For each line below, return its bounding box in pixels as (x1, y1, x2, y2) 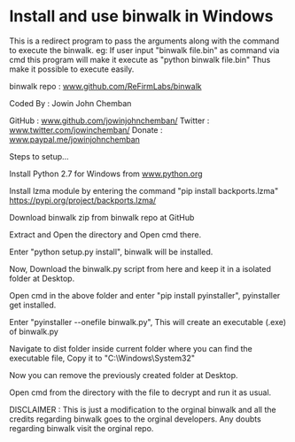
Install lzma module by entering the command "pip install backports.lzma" (9, 185, 279, 196)
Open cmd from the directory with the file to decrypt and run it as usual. (9, 387, 272, 398)
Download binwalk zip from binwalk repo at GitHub (9, 212, 195, 222)
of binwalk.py (9, 326, 59, 337)
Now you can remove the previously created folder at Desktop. (9, 369, 238, 380)
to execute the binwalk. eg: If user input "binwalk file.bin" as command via (9, 44, 280, 55)
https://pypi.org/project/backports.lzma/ (9, 195, 157, 205)
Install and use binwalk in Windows (9, 6, 274, 27)
